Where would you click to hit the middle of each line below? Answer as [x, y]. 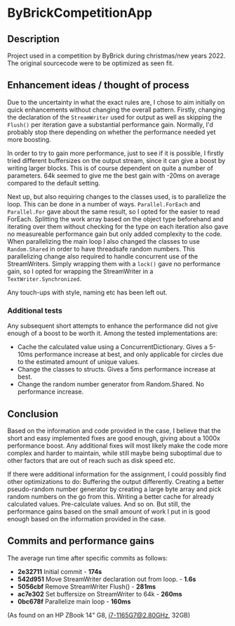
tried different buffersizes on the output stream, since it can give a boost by [116, 160]
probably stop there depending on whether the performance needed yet [112, 132]
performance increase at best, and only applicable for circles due [128, 354]
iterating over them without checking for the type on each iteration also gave [118, 226]
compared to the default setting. [54, 183]
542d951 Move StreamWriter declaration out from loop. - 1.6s [107, 579]
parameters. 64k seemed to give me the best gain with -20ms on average [114, 175]
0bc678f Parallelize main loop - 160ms [74, 601]
